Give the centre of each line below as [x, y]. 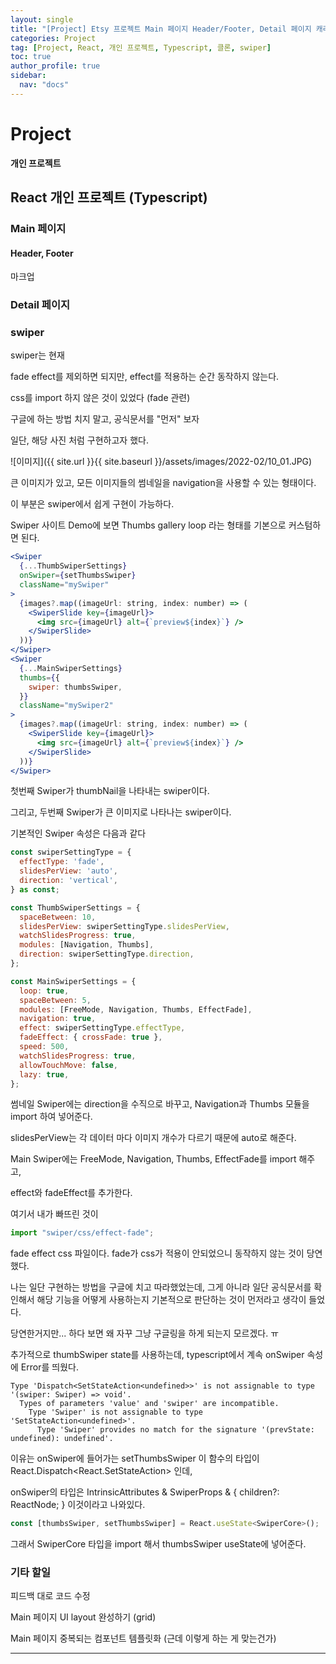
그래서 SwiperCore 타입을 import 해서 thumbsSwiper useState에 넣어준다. [158, 1544]
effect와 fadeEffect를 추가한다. [71, 1193]
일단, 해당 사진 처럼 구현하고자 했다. [79, 440]
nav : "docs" [44, 85]
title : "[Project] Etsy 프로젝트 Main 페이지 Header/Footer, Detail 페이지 [161, 29]
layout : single [42, 19]
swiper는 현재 [37, 355]
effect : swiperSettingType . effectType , [102, 1028]
